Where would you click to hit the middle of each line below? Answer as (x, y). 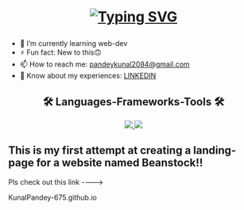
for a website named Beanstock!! (120, 163)
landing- (215, 151)
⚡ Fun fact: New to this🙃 (60, 52)
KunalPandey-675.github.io (52, 197)
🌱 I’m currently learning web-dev (74, 44)
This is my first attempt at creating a (100, 151)
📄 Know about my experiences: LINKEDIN (88, 76)
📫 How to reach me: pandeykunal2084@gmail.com (105, 64)
